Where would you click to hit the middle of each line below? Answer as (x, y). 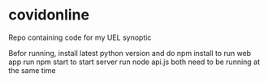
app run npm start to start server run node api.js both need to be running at (134, 62)
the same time (32, 70)
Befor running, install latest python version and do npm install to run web (130, 53)
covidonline (49, 15)
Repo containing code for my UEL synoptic (80, 37)
